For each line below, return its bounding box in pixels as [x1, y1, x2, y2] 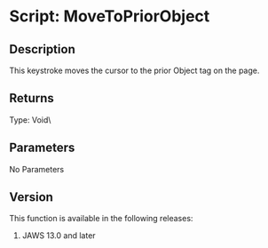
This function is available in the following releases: [9, 213, 193, 224]
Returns [9, 91, 55, 106]
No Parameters [9, 164, 65, 174]
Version [9, 189, 53, 205]
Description [9, 42, 75, 57]
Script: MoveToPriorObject [9, 6, 210, 27]
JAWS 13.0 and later [21, 230, 96, 241]
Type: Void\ [9, 114, 51, 125]
